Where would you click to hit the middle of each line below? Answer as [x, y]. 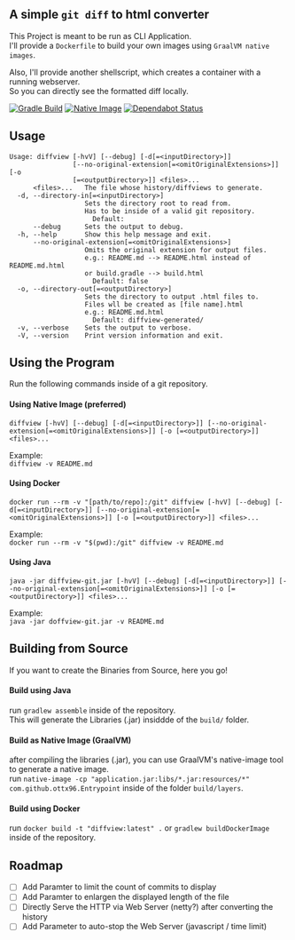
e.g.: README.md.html [124, 312]
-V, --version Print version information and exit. [120, 335]
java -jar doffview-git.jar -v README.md [87, 622]
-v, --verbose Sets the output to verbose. [105, 328]
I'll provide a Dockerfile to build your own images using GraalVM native [140, 45]
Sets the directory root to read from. [158, 203]
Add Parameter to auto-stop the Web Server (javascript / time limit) [144, 927]
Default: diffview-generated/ [148, 320]
